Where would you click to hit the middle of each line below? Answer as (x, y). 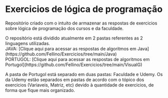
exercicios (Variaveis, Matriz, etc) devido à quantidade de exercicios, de (79, 85)
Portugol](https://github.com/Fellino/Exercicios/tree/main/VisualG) (74, 64)
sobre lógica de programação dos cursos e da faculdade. (64, 28)
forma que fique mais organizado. (40, 90)
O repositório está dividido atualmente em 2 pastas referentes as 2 (74, 38)
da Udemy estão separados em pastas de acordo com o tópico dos (75, 79)
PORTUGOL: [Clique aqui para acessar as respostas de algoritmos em (77, 59)
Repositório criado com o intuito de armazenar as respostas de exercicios (81, 23)
